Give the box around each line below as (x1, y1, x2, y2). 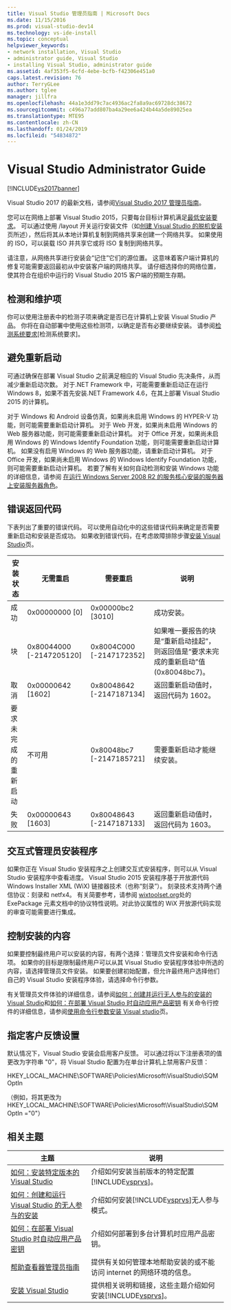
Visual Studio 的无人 (10, 1200, 76, 1210)
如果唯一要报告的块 (153, 625, 217, 635)
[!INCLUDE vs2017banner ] (7, 184, 80, 193)
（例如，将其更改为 (7, 1094, 62, 1102)
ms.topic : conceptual (7, 36, 69, 43)
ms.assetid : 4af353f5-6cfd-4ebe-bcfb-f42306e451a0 (7, 68, 155, 74)
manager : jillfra (7, 94, 57, 101)
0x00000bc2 (90, 603, 134, 612)
